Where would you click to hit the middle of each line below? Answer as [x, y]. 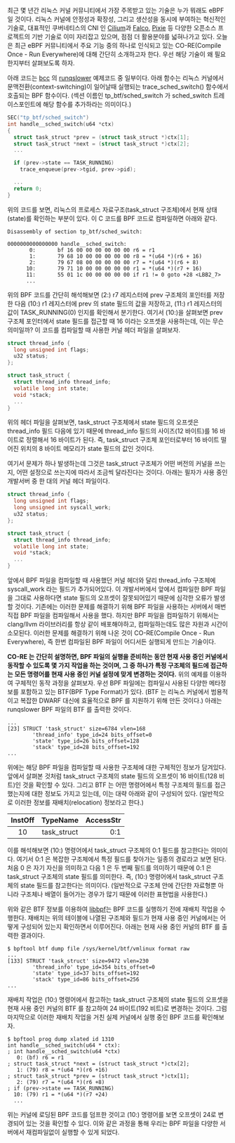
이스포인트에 [25, 104]
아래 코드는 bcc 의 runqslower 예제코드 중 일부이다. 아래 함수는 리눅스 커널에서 [116, 78]
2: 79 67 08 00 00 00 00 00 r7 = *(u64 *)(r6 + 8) [114, 262]
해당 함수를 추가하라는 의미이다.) [87, 104]
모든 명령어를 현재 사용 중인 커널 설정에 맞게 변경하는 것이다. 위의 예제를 [111, 674]
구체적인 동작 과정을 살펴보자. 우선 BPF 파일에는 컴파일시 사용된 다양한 [111, 683]
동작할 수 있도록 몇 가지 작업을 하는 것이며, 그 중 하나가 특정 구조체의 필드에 [108, 665]
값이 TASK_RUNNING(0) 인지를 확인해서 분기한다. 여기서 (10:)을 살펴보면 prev [115, 312]
